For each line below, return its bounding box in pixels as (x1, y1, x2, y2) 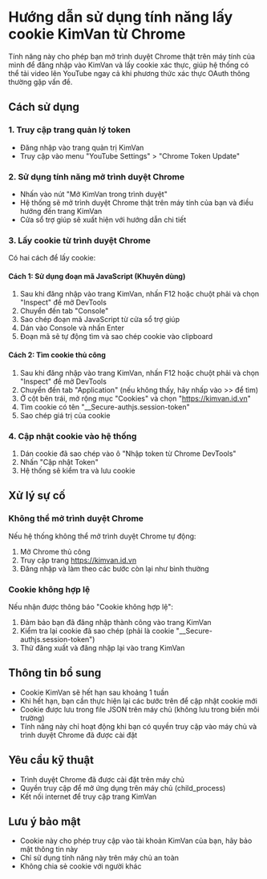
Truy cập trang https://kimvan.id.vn (19, 555, 137, 565)
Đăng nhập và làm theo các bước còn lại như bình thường (19, 563, 210, 573)
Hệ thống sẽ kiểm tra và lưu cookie (19, 466, 136, 475)
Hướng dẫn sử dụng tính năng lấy (8, 8, 233, 26)
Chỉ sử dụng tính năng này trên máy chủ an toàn (19, 853, 179, 863)
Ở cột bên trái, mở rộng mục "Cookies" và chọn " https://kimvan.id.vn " (19, 393, 251, 403)
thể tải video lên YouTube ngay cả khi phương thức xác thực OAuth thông (8, 68, 250, 78)
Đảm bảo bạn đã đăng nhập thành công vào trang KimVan (19, 617, 212, 627)
